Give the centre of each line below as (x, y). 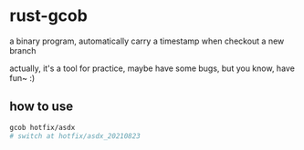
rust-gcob (49, 16)
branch (23, 50)
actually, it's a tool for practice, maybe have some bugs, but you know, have (152, 68)
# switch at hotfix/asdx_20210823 (75, 136)
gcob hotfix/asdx (42, 127)
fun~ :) (22, 77)
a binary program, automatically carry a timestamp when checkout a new (147, 41)
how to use (42, 107)
